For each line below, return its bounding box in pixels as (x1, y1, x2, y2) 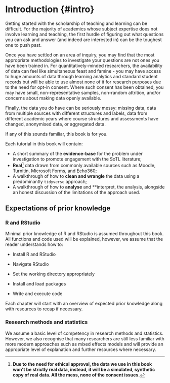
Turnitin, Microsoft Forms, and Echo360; (12, 168, 97, 174)
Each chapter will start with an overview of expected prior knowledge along (5, 301, 163, 307)
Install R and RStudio (12, 251, 56, 258)
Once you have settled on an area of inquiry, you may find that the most (5, 52, 155, 58)
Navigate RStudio (12, 261, 49, 267)
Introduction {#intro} (5, 4, 95, 15)
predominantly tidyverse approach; (12, 178, 87, 184)
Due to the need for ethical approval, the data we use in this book (12, 361, 152, 367)
